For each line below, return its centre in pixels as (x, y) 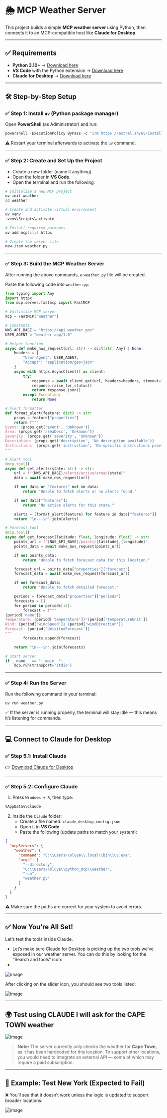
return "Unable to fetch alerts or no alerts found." (80, 492)
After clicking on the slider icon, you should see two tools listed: (71, 984)
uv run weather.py (24, 703)
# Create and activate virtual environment (51, 210)
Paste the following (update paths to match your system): (79, 832)
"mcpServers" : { (26, 846)
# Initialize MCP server (31, 312)
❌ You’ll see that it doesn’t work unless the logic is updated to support (77, 1095)
